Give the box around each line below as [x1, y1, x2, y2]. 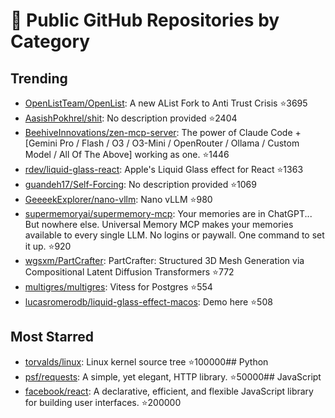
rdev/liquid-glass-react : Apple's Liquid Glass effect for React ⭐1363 [24, 164, 304, 175]
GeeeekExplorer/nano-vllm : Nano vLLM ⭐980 [24, 194, 213, 205]
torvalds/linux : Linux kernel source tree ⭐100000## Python [24, 355, 269, 368]
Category [10, 30, 91, 53]
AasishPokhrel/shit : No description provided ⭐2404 [24, 112, 238, 124]
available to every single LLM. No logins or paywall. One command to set [24, 229, 325, 241]
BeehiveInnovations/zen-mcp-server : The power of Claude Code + [24, 127, 302, 138]
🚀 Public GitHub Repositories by [10, 9, 280, 32]
